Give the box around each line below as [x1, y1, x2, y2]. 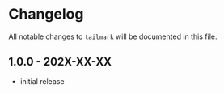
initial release [19, 76, 65, 86]
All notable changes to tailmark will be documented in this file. [8, 32, 218, 41]
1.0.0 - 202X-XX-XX [8, 55, 112, 69]
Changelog [8, 5, 84, 23]
